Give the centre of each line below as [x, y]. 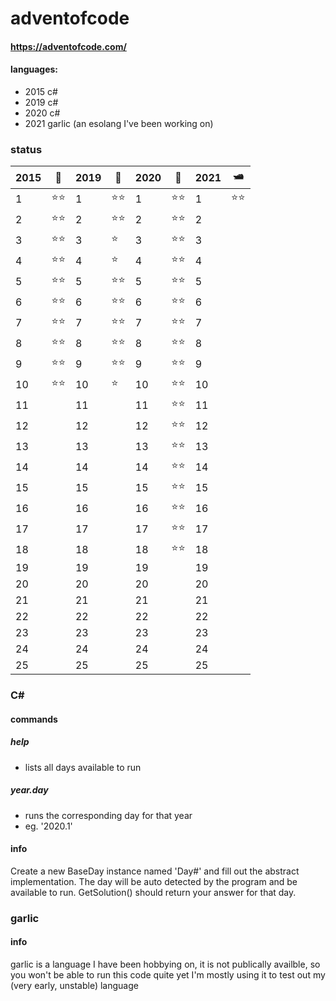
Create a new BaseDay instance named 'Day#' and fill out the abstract [155, 871]
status [26, 149]
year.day [29, 790]
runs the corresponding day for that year [108, 815]
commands [34, 719]
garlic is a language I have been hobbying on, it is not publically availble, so [165, 964]
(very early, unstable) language [74, 986]
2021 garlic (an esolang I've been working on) [119, 123]
